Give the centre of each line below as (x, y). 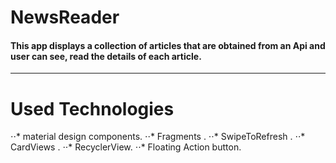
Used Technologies (92, 108)
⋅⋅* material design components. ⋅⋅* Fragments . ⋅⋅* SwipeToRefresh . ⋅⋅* (158, 137)
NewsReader (65, 17)
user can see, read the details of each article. (106, 56)
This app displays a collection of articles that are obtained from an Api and (168, 45)
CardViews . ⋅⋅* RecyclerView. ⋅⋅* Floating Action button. (126, 147)
